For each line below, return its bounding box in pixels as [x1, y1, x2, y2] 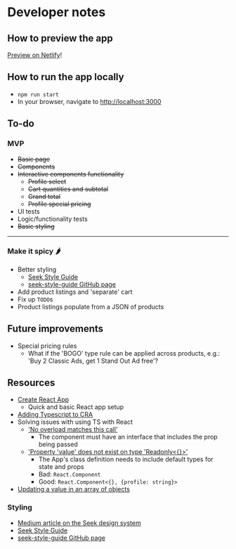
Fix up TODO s [17, 295, 53, 303]
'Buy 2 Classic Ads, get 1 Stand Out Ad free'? [27, 356, 159, 365]
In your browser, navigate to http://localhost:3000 [17, 97, 162, 105]
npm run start [17, 91, 59, 98]
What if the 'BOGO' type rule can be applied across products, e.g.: [27, 349, 221, 357]
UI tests [17, 207, 40, 215]
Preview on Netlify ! [7, 51, 63, 59]
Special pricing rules [17, 342, 77, 350]
